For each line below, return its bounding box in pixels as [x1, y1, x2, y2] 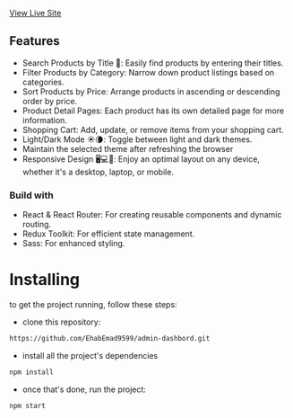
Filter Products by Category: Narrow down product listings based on [22, 67, 275, 77]
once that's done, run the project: [22, 384, 146, 395]
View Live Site [9, 8, 62, 18]
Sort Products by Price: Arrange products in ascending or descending [22, 85, 280, 97]
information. [22, 114, 67, 125]
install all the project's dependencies [22, 350, 159, 360]
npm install [9, 368, 54, 377]
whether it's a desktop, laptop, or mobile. [22, 166, 175, 177]
